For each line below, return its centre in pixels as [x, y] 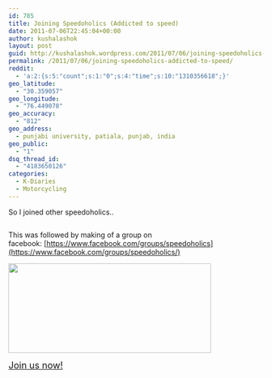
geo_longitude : [34, 99]
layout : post [30, 46]
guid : [17, 53]
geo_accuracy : [32, 114]
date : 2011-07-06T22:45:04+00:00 [65, 31]
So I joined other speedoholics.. [61, 212]
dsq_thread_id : [34, 159]
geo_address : [30, 129]
